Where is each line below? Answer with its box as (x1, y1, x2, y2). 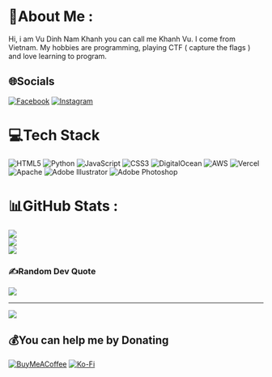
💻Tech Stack (8, 125, 100, 144)
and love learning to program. (8, 51, 108, 61)
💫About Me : (8, 7, 94, 26)
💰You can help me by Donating (8, 333, 169, 347)
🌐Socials (8, 74, 55, 88)
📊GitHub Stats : (8, 197, 119, 215)
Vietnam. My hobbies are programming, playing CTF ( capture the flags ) (8, 42, 251, 52)
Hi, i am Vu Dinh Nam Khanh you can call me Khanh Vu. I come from (8, 34, 236, 44)
